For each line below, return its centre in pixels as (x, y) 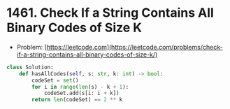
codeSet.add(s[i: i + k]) (81, 93)
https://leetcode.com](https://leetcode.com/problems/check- (135, 47)
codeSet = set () (55, 80)
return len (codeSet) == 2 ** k (77, 100)
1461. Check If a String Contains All (110, 13)
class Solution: (30, 67)
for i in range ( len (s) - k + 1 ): (80, 87)
